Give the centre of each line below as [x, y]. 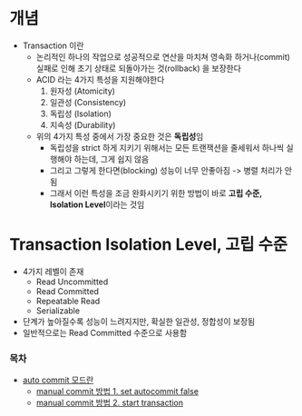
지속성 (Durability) [83, 124]
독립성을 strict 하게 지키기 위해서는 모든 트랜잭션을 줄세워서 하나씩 [166, 147]
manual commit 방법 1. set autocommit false [117, 391]
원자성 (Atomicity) [83, 91]
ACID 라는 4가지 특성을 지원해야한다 [100, 79]
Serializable [58, 311]
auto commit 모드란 [58, 380]
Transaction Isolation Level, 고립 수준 [149, 245]
